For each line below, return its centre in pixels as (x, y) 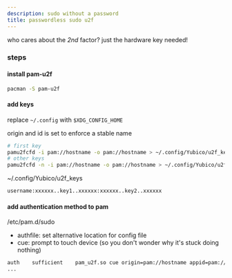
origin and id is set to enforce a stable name (70, 133)
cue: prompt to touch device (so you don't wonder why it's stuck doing (118, 243)
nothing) (29, 250)
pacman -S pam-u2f (33, 89)
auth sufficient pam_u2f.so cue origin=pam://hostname (97, 263)
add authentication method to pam (58, 206)
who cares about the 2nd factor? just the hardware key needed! (98, 39)
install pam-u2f (30, 74)
